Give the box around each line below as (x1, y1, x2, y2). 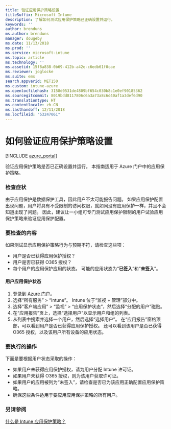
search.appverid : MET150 (5, 79, 58, 84)
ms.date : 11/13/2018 (5, 41, 50, 46)
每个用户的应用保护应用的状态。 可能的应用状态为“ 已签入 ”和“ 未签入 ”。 (12, 266, 161, 272)
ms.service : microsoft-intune (5, 50, 70, 55)
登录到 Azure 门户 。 (12, 291, 55, 297)
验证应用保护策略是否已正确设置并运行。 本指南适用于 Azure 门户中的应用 (5, 163, 160, 169)
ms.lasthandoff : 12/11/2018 (5, 107, 65, 112)
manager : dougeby (5, 36, 42, 41)
